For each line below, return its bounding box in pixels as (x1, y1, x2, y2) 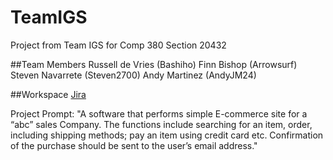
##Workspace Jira (10, 88, 87, 100)
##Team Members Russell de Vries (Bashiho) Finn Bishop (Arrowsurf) (10, 58, 298, 70)
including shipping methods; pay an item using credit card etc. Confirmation (10, 129, 324, 141)
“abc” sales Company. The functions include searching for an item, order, (10, 118, 313, 130)
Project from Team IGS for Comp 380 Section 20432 (10, 39, 227, 51)
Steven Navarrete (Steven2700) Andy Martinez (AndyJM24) (10, 69, 257, 81)
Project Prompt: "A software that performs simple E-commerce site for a (10, 107, 308, 120)
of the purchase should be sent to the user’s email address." (10, 139, 258, 151)
